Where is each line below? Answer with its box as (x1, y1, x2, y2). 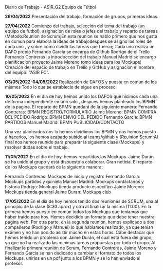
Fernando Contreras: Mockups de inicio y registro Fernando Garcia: (5, 174, 140, 179)
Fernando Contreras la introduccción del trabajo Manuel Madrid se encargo (5, 54, 157, 60)
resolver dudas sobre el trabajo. (5, 145, 69, 150)
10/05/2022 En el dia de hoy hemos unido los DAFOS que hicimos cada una (5, 93, 158, 99)
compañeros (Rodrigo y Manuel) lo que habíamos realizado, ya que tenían (5, 224, 153, 230)
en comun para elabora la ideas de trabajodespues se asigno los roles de (5, 38, 152, 44)
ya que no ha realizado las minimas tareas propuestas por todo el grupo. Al (5, 240, 156, 245)
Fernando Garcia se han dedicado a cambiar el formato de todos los (5, 250, 142, 256)
